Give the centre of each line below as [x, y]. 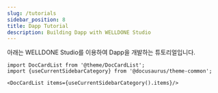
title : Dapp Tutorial [38, 26]
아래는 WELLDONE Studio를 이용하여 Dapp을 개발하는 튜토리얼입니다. [101, 52]
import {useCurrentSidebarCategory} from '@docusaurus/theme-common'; [110, 71]
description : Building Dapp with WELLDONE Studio [79, 32]
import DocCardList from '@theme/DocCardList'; [76, 65]
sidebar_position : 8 [37, 20]
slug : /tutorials [32, 13]
